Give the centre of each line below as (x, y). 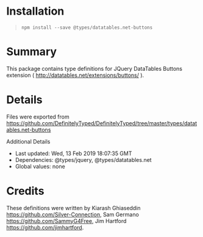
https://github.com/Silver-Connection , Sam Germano (73, 214)
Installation (35, 11)
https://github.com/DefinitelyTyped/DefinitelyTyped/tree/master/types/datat (101, 123)
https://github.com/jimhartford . (45, 227)
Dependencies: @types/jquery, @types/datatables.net (83, 159)
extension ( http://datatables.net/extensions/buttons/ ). (75, 75)
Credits (25, 191)
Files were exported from (38, 117)
